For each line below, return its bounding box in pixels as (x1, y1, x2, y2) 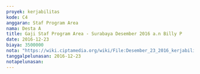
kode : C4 (6, 14, 28, 20)
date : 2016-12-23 (6, 36, 49, 42)
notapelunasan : (6, 58, 44, 64)
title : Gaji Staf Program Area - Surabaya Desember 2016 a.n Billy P (6, 31, 183, 37)
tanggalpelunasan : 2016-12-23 (6, 53, 82, 59)
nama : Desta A (6, 25, 42, 32)
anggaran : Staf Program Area (6, 20, 79, 26)
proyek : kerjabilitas (6, 8, 60, 15)
